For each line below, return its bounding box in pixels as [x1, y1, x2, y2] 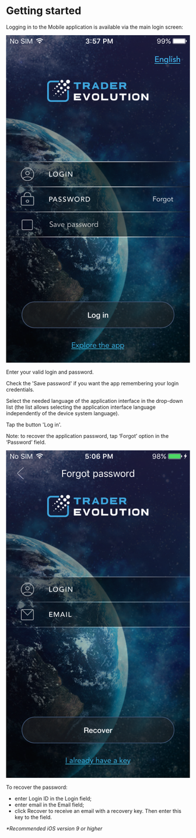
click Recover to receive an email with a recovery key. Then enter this [14, 807, 182, 814]
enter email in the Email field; [14, 801, 85, 808]
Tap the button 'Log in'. [6, 421, 62, 428]
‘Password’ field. [6, 439, 46, 446]
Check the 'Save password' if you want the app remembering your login [6, 380, 179, 387]
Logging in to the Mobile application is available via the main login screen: [6, 23, 184, 30]
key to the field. [14, 813, 52, 820]
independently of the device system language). [6, 409, 120, 416]
